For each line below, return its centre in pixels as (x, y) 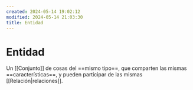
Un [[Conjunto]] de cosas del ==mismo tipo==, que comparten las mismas (97, 68)
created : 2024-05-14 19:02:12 (43, 12)
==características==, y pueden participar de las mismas (74, 75)
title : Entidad (25, 22)
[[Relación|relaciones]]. (35, 81)
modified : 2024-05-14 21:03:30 (45, 17)
